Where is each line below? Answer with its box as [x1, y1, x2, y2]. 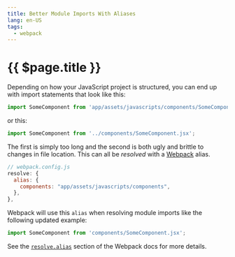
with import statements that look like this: [7, 90, 126, 98]
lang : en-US [7, 17, 42, 24]
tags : [7, 23, 23, 30]
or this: [7, 117, 28, 125]
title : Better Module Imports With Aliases [7, 10, 136, 17]
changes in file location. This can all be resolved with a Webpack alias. [7, 149, 211, 158]
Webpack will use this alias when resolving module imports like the [7, 209, 203, 217]
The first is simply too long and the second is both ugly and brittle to [7, 142, 204, 151]
